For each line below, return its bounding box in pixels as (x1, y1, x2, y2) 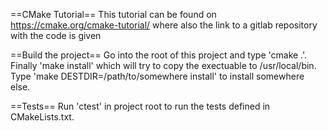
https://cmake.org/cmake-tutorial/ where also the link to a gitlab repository (10, 19, 318, 31)
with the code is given (10, 30, 102, 41)
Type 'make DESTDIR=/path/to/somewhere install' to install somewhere (10, 70, 305, 82)
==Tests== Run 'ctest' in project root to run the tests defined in (10, 100, 271, 112)
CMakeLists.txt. (10, 111, 75, 123)
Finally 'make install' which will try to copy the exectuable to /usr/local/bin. (10, 60, 317, 71)
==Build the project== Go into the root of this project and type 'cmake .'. (10, 49, 308, 61)
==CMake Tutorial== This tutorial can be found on (10, 9, 217, 20)
